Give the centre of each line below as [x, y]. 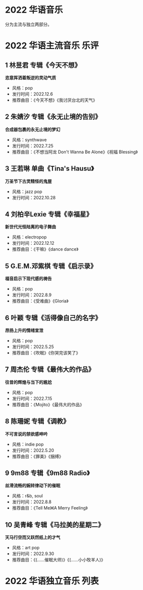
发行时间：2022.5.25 [33, 347]
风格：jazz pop [27, 191]
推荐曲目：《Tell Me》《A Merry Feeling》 [50, 508]
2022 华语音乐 [34, 10]
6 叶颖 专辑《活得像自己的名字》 [53, 318]
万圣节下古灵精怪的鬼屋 [28, 181]
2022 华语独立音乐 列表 [52, 581]
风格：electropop [29, 237]
